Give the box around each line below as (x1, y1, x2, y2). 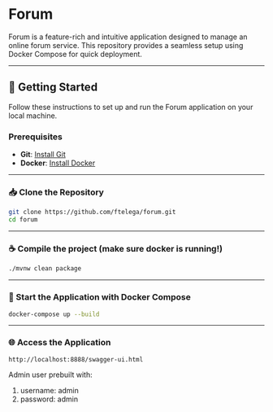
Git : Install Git (19, 150, 67, 160)
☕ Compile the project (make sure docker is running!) (8, 243, 223, 255)
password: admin (19, 394, 79, 404)
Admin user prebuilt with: (8, 370, 93, 379)
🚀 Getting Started (8, 81, 98, 94)
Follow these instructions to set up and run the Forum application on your (8, 102, 253, 112)
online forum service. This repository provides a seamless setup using (8, 40, 244, 50)
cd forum (8, 216, 38, 224)
